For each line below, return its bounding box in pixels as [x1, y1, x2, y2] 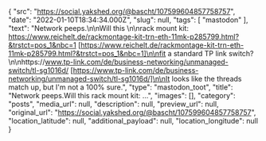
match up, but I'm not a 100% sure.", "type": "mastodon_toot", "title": [8, 82, 233, 92]
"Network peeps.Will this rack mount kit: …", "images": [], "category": [8, 91, 237, 100]
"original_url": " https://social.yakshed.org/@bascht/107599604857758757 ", [8, 108, 256, 117]
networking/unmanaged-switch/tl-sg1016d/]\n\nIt [8, 74, 170, 83]
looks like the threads [171, 74, 242, 83]
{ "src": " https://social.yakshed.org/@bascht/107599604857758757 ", [8, 7, 236, 16]
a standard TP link [167, 49, 227, 58]
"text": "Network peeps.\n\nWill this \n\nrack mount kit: [8, 24, 190, 32]
